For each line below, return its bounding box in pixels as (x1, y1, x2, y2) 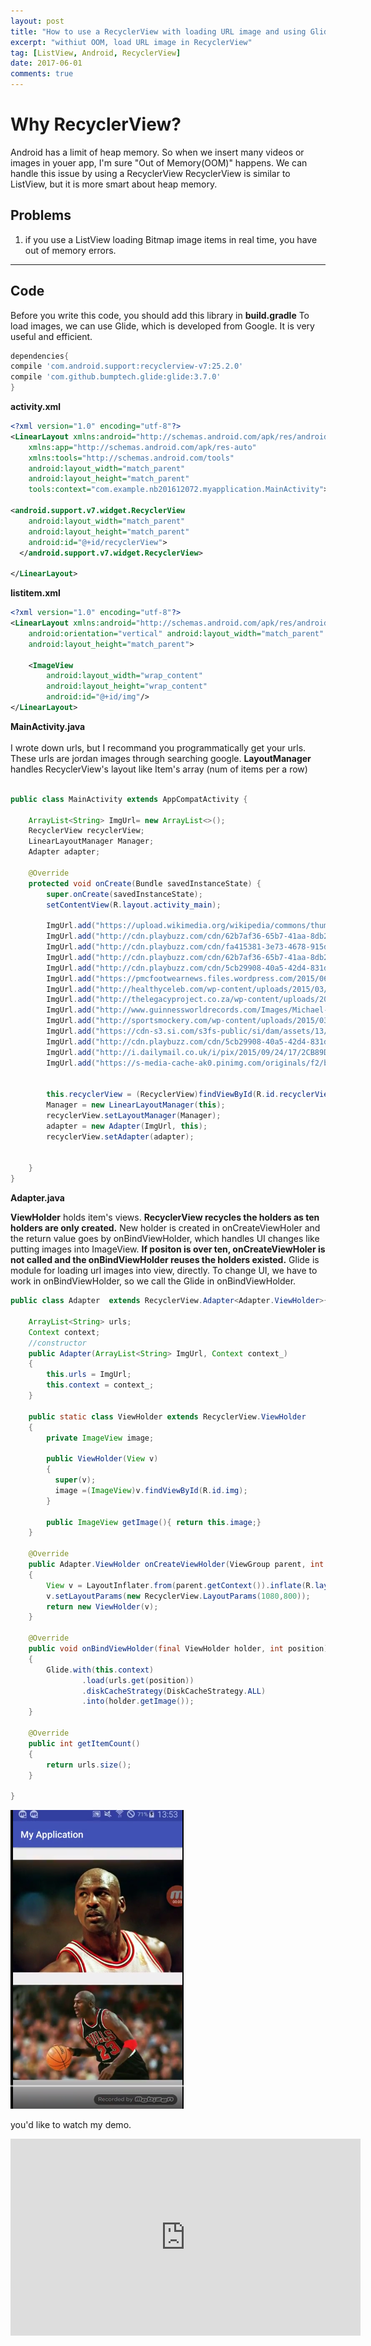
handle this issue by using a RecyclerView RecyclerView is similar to (10, 167, 291, 179)
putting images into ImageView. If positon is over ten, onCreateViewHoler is (10, 1243, 326, 1255)
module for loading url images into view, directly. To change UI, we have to (10, 1265, 318, 1277)
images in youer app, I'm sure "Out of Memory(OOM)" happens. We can (10, 156, 308, 169)
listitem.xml (10, 587, 61, 599)
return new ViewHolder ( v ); (46, 1601, 159, 1612)
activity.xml (10, 401, 62, 413)
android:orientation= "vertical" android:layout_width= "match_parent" (28, 628, 325, 639)
